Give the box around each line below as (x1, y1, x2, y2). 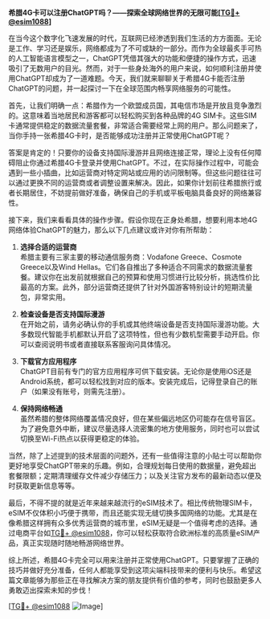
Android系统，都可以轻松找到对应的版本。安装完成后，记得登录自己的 (19, 377, 251, 386)
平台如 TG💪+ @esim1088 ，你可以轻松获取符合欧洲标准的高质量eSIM (29, 528, 254, 537)
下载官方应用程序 (19, 356, 77, 366)
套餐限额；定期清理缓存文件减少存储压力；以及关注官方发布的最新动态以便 (8, 471, 255, 480)
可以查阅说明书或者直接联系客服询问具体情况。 (19, 340, 175, 348)
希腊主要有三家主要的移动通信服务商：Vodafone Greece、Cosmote (19, 252, 243, 262)
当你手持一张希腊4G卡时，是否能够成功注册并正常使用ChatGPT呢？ (8, 131, 231, 140)
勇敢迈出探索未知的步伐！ (8, 585, 93, 595)
